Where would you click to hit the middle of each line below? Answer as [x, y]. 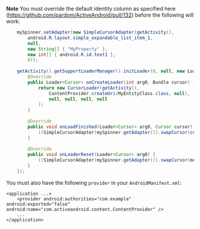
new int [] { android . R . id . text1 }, [72, 54]
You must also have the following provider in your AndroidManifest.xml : [94, 182]
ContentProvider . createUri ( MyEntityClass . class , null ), [119, 93]
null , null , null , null [78, 99]
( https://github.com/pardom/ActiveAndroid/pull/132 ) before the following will [100, 15]
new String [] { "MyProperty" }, [68, 49]
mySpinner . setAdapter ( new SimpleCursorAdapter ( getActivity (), [96, 32]
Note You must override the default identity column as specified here [91, 9]
